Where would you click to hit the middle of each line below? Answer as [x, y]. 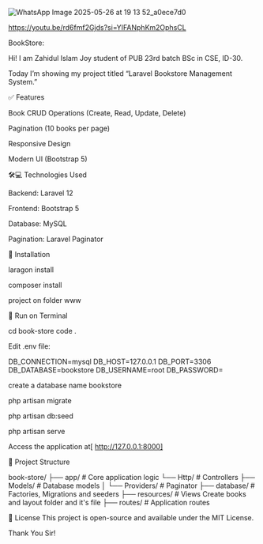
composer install [35, 285]
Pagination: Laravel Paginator [56, 239]
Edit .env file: [30, 346]
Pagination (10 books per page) [59, 128]
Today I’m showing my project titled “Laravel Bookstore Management [120, 74]
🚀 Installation [29, 254]
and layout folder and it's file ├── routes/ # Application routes [109, 502]
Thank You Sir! [32, 533]
